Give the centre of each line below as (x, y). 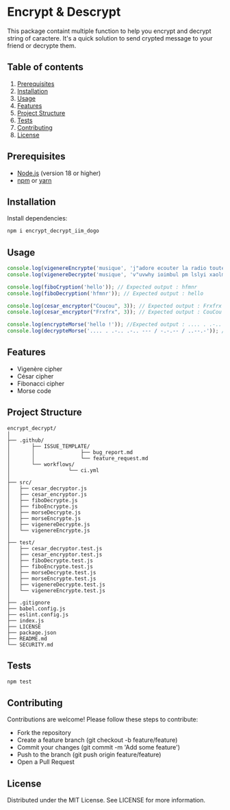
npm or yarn (34, 180)
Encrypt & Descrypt (64, 12)
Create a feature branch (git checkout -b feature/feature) (97, 740)
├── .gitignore (29, 603)
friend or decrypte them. (42, 45)
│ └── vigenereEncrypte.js (49, 530)
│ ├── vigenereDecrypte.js (49, 524)
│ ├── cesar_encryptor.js (47, 494)
